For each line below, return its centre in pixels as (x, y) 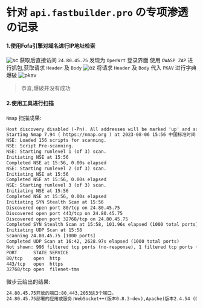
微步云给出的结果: (28, 282)
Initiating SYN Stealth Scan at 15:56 (55, 202)
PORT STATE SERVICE (37, 252)
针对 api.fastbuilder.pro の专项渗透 (97, 12)
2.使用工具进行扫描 (30, 103)
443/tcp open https (35, 264)
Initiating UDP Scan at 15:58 (44, 230)
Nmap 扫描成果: (24, 118)
